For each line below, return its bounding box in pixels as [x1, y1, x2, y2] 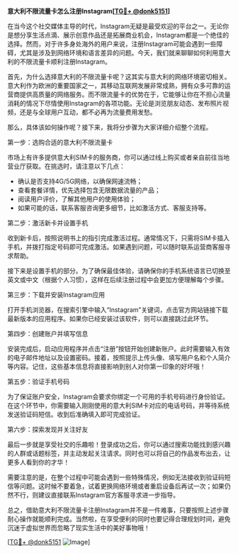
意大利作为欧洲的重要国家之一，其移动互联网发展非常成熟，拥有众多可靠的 [7, 82, 225, 89]
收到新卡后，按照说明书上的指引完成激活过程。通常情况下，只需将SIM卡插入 [7, 234, 230, 242]
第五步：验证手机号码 [7, 377, 69, 386]
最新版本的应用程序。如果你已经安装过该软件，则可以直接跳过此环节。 [7, 315, 212, 323]
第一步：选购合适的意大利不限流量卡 [7, 138, 113, 146]
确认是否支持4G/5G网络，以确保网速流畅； [17, 177, 143, 185]
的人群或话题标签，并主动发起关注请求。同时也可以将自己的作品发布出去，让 [7, 449, 231, 457]
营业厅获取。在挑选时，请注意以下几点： [7, 162, 125, 170]
